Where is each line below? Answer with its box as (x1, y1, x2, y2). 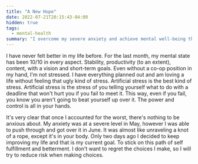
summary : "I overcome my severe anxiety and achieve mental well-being (6, 36, 186, 42)
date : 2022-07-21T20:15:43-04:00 (6, 14, 88, 20)
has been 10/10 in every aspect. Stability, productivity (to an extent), (6, 58, 171, 65)
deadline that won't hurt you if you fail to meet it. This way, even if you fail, (6, 90, 187, 97)
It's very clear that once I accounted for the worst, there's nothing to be (6, 114, 180, 121)
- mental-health (11, 31, 51, 37)
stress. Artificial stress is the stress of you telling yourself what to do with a (6, 84, 189, 90)
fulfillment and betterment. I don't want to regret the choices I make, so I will (6, 145, 192, 152)
